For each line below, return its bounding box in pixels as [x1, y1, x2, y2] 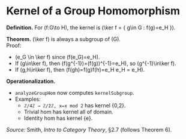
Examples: [14, 95, 41, 103]
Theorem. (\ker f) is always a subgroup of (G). [6, 35, 121, 42]
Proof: [6, 42, 22, 49]
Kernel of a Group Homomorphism [6, 4, 181, 18]
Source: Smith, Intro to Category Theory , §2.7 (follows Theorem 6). [6, 126, 172, 133]
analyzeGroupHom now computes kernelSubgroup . [14, 89, 134, 96]
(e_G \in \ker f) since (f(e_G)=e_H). [14, 53, 100, 60]
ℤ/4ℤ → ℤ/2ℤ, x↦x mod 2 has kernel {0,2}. [23, 101, 126, 109]
